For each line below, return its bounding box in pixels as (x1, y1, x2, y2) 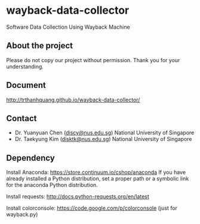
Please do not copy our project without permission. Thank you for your (6, 56, 180, 63)
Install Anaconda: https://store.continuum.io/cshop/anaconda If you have (6, 168, 186, 176)
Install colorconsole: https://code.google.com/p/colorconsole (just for (6, 204, 178, 212)
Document (6, 80, 46, 90)
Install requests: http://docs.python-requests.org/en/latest (6, 193, 149, 200)
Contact (6, 113, 37, 123)
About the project (6, 41, 73, 51)
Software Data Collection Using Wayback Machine (6, 23, 130, 30)
